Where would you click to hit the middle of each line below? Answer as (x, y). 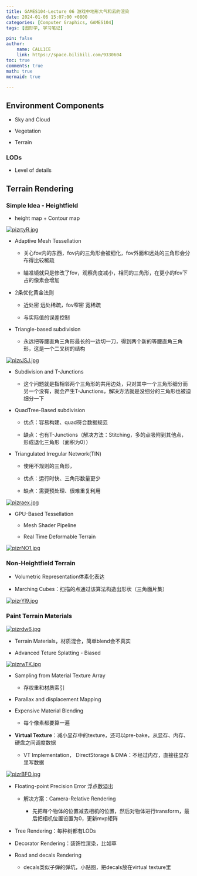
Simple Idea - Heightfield (42, 205)
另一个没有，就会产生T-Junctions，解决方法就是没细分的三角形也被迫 (107, 391)
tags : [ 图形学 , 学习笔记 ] (35, 28)
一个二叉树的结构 (64, 349)
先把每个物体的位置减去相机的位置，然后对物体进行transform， (108, 811)
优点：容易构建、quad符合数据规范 (65, 422)
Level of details (33, 170)
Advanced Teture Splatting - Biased (57, 653)
